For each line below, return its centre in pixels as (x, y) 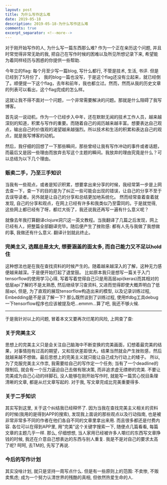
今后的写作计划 (23, 460)
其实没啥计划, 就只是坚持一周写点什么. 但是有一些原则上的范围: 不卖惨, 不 (80, 471)
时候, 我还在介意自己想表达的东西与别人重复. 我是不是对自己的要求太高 (86, 439)
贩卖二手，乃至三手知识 (33, 172)
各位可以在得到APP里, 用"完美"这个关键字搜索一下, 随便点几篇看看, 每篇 (85, 427)
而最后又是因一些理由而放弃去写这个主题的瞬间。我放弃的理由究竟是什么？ (81, 152)
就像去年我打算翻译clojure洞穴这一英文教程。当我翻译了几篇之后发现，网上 (82, 220)
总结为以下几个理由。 (31, 159)
